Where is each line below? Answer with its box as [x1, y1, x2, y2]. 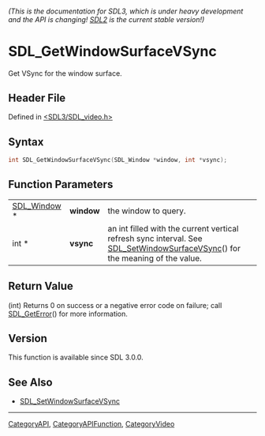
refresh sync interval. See [107, 233, 203, 244]
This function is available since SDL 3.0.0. [8, 352, 144, 363]
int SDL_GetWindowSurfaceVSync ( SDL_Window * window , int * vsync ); [8, 156, 227, 164]
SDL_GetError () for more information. [8, 309, 129, 318]
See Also [8, 375, 53, 389]
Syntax [8, 135, 44, 148]
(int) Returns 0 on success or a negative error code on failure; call [8, 300, 222, 310]
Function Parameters [8, 178, 114, 191]
